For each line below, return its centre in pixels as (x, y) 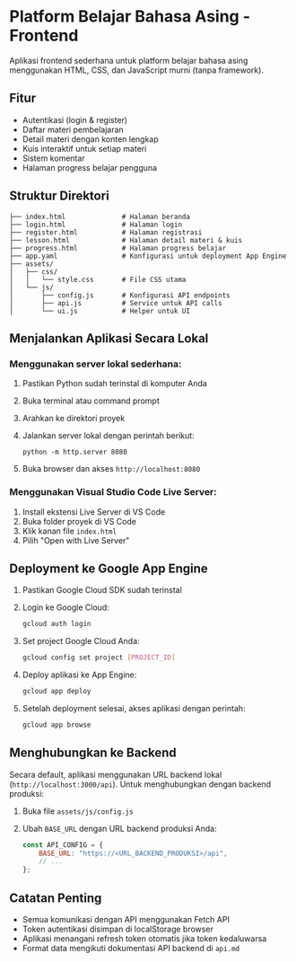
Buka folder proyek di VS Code (79, 521)
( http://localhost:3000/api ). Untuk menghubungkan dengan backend (140, 784)
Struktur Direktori (59, 196)
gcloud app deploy (57, 692)
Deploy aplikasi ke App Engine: (79, 675)
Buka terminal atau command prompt (91, 401)
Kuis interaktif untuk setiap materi (84, 148)
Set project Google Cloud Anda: (81, 641)
